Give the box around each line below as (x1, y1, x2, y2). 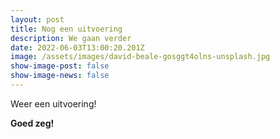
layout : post (10, 14, 65, 25)
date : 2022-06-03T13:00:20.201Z (10, 42, 145, 53)
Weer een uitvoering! (10, 97, 97, 110)
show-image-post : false (10, 61, 110, 71)
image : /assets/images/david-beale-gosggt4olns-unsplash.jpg (10, 52, 271, 62)
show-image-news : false (10, 71, 110, 81)
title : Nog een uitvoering (10, 24, 123, 34)
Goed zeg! (10, 117, 55, 129)
